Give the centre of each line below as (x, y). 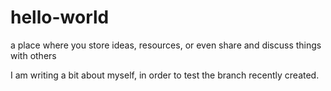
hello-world (60, 17)
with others (33, 55)
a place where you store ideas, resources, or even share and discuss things (166, 45)
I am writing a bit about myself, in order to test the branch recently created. (165, 75)
